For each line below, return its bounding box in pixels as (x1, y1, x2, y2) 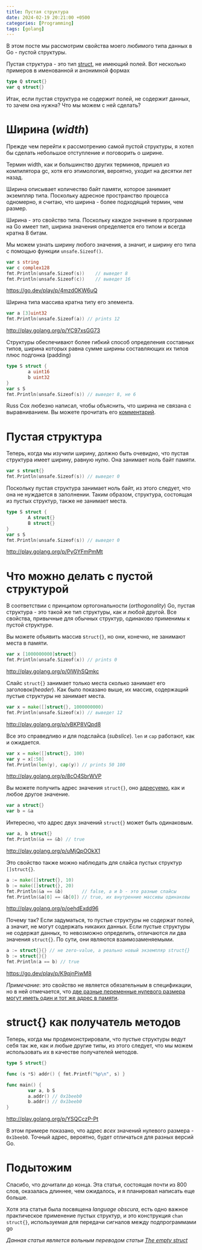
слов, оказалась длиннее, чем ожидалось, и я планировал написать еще (6, 1188, 195, 1195)
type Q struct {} (6, 79, 47, 85)
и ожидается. (6, 738, 41, 746)
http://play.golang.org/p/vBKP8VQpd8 (6, 720, 101, 728)
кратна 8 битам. (6, 229, 48, 236)
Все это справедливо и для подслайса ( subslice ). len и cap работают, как (6, 732, 195, 740)
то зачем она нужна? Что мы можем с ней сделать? (6, 102, 141, 109)
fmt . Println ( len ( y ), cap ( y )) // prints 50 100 (6, 761, 125, 768)
